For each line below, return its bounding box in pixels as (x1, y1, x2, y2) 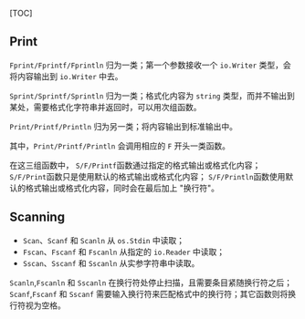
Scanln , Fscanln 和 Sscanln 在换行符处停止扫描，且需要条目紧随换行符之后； (9, 277, 293, 288)
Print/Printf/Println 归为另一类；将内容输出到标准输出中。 (9, 120, 238, 131)
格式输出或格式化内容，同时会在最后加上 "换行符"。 (25, 182, 219, 193)
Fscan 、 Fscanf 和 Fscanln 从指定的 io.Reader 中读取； (22, 246, 226, 257)
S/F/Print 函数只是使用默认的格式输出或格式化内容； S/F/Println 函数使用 (9, 170, 286, 181)
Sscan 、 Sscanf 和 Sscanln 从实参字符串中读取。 (22, 257, 200, 268)
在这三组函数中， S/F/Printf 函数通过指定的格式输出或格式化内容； (9, 159, 261, 170)
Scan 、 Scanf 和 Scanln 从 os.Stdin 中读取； (22, 234, 185, 245)
